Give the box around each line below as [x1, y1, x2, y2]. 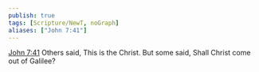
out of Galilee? [8, 56, 56, 66]
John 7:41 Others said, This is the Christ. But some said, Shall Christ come [8, 48, 251, 58]
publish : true [8, 11, 56, 20]
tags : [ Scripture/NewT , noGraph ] [8, 19, 120, 27]
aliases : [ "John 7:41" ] [8, 26, 88, 34]
